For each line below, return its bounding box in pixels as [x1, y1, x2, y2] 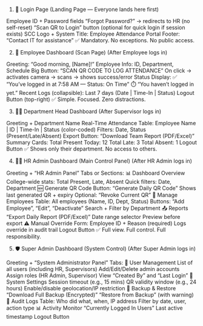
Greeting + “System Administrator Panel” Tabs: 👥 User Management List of [6, 259, 193, 266]
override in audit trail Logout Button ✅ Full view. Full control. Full [6, 226, 166, 233]
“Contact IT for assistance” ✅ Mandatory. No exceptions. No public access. [6, 37, 195, 44]
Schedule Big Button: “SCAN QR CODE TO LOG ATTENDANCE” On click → [6, 67, 192, 74]
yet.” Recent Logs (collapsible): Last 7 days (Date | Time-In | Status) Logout [6, 90, 195, 96]
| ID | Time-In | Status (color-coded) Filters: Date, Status [6, 126, 147, 133]
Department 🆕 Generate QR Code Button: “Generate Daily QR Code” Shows [6, 184, 196, 192]
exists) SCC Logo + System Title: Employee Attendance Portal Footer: [6, 30, 180, 37]
